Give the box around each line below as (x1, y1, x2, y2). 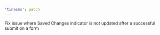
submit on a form (4, 25, 39, 31)
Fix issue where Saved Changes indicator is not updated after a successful (4, 20, 156, 26)
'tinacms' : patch (4, 7, 40, 12)
